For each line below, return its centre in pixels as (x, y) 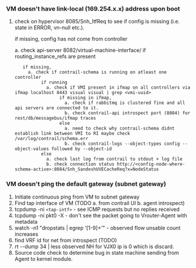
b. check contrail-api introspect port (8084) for (127, 113)
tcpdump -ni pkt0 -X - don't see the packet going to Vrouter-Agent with (101, 215)
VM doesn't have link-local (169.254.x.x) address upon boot (93, 9)
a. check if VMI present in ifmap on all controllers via (118, 88)
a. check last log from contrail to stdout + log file (114, 159)
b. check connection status (80, 164)
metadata (26, 221)
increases (26, 234)
